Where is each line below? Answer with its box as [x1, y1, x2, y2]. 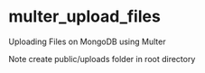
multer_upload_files [8, 6, 162, 27]
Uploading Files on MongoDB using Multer [8, 36, 166, 47]
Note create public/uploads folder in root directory [8, 53, 196, 64]
